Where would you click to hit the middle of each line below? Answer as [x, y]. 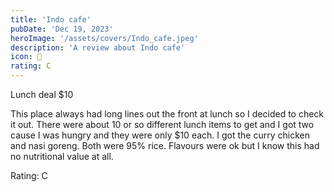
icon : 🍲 [26, 57]
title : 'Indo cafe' [51, 19]
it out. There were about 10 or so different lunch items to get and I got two [162, 124]
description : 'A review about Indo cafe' [98, 47]
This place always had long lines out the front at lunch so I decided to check [167, 114]
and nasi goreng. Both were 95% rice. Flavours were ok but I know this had [165, 145]
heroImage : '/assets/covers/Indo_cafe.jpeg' [104, 38]
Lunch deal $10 [42, 94]
